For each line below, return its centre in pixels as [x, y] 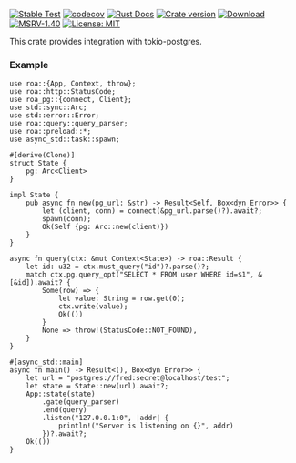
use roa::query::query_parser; [69, 124]
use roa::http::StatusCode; [63, 92]
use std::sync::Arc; [49, 108]
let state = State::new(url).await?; [97, 387]
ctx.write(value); [93, 307]
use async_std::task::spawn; [65, 140]
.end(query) [65, 410]
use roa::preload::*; [51, 132]
